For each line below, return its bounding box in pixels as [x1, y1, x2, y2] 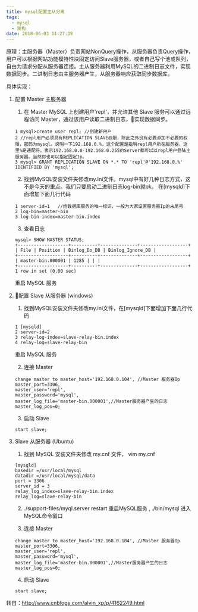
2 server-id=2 [14, 329, 50, 335]
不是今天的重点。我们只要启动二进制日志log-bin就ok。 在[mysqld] [23, 183, 186, 191]
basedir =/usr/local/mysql [14, 468, 82, 474]
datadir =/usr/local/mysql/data [14, 473, 95, 479]
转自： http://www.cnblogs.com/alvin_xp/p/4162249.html [6, 599, 144, 607]
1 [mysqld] [14, 324, 42, 330]
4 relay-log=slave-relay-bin [14, 340, 87, 346]
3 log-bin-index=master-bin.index [14, 214, 100, 220]
